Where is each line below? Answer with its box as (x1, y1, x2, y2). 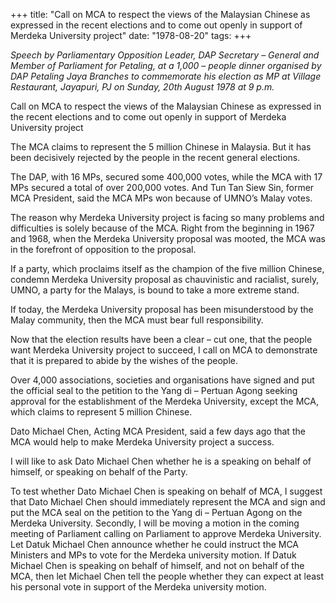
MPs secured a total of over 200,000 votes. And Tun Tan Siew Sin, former (10, 182, 315, 193)
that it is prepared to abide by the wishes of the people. (10, 355, 239, 366)
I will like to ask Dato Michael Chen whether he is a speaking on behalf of (10, 455, 312, 467)
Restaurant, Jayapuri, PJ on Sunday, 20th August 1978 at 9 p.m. (10, 81, 275, 93)
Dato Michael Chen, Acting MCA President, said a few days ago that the (10, 425, 306, 437)
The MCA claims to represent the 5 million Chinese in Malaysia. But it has (10, 141, 312, 153)
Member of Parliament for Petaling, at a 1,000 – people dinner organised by (10, 60, 322, 71)
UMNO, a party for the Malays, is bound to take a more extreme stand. (10, 284, 300, 296)
